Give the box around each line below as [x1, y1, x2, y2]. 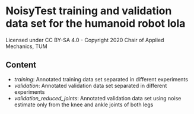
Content [5, 60, 37, 70]
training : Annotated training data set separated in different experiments [14, 75, 188, 83]
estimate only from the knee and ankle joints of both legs [14, 101, 154, 108]
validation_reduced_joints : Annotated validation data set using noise [14, 94, 182, 102]
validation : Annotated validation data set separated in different [14, 82, 167, 89]
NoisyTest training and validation [5, 4, 172, 18]
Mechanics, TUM [5, 43, 48, 50]
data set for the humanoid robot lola [5, 17, 186, 30]
